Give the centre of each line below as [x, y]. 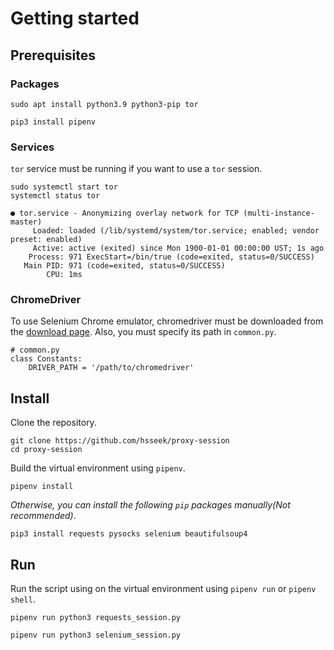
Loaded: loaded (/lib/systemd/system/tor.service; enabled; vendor [176, 231]
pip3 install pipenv [53, 122]
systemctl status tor [55, 196]
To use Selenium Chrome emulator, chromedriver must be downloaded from [167, 321]
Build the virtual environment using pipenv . [98, 468]
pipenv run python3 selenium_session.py [96, 635]
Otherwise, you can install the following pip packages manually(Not [150, 505]
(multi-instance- [279, 213]
